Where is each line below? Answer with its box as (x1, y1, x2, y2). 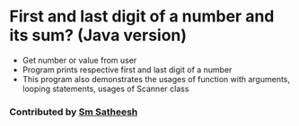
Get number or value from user (22, 55, 137, 65)
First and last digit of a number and (9, 6, 275, 27)
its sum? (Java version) (9, 25, 187, 46)
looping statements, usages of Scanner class (22, 83, 189, 94)
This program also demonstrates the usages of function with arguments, (22, 73, 290, 84)
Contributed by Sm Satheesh (9, 105, 138, 118)
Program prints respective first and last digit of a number (22, 64, 233, 75)
